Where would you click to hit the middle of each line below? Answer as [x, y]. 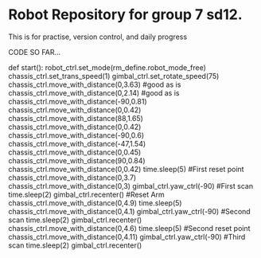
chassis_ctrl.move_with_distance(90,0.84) [77, 160]
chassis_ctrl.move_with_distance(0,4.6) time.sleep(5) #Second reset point [129, 228]
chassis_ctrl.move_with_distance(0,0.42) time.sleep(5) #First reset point [126, 169]
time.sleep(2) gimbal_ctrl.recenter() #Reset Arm [86, 194]
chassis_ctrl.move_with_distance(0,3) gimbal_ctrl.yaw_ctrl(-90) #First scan [130, 186]
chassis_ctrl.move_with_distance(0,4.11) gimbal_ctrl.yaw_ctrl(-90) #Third [127, 236]
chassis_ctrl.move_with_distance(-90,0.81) [78, 101]
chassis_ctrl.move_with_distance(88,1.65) [76, 118]
